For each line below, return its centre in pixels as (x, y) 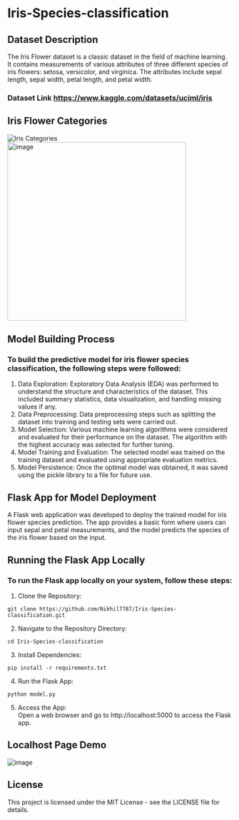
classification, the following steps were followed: (95, 369)
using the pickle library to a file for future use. (85, 475)
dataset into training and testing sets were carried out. (97, 422)
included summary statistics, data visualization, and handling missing (119, 399)
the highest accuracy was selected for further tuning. (96, 445)
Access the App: (42, 707)
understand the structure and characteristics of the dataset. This (113, 391)
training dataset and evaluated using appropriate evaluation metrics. (118, 460)
